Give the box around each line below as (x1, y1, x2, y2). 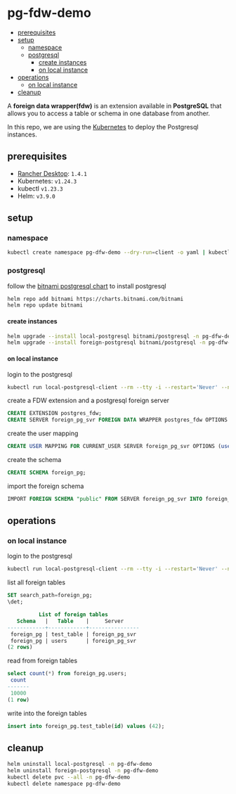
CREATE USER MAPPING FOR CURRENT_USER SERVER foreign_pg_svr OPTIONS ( (7, 443, 221, 450)
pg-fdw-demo (7, 5, 91, 21)
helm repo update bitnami (7, 302, 83, 309)
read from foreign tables (7, 656, 78, 665)
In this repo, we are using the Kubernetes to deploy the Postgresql (7, 122, 199, 131)
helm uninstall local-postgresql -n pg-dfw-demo (7, 761, 152, 768)
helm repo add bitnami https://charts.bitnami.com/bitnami (7, 295, 184, 302)
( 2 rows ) (7, 643, 33, 651)
